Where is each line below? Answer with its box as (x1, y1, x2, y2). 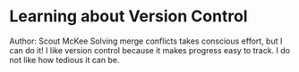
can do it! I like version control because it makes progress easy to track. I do (9, 44, 291, 55)
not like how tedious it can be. (9, 54, 120, 65)
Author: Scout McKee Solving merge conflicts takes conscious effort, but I (9, 36, 283, 46)
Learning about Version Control (9, 6, 248, 27)
